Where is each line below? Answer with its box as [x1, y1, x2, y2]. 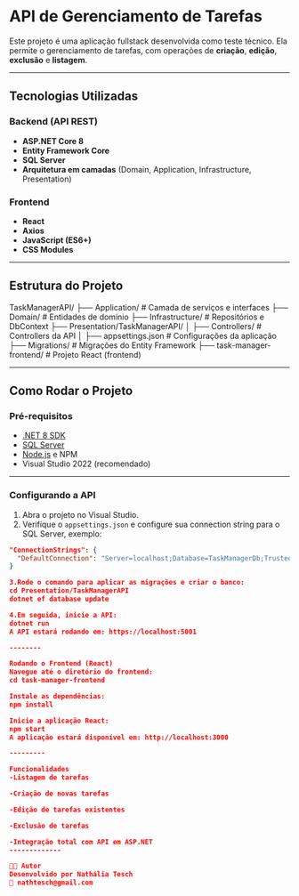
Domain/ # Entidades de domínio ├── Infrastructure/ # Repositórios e [9, 311, 265, 322]
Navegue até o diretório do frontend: [9, 667, 153, 677]
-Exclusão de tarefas [9, 821, 90, 830]
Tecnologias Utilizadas [9, 89, 139, 104]
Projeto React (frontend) [53, 349, 141, 359]
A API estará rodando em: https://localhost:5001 [9, 627, 198, 636]
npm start [9, 724, 46, 733]
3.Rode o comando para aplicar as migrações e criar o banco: [9, 578, 245, 587]
